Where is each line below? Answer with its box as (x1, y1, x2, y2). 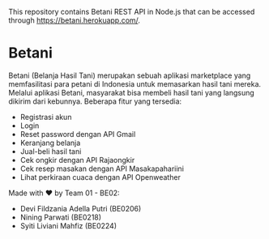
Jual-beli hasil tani (19, 146, 82, 156)
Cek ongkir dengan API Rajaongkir (19, 155, 135, 164)
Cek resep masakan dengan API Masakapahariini (19, 164, 185, 173)
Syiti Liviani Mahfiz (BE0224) (19, 220, 117, 230)
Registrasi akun (19, 112, 72, 122)
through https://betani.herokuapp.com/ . (8, 15, 140, 25)
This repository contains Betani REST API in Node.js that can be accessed (8, 7, 255, 16)
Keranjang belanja (19, 138, 81, 147)
